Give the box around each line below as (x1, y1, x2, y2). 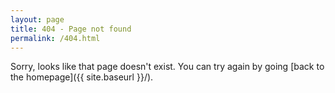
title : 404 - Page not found (10, 24, 132, 34)
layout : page (10, 14, 65, 25)
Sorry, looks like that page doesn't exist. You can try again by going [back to (10, 61, 325, 73)
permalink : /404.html (10, 33, 101, 43)
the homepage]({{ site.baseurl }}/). (10, 71, 154, 83)
